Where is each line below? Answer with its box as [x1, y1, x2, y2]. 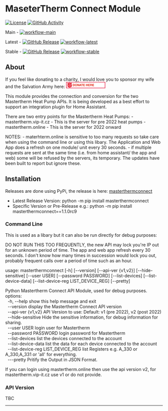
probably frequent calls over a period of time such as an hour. [5, 258, 132, 264]
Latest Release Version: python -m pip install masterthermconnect [12, 198, 149, 204]
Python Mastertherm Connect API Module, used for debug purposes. [5, 288, 147, 294]
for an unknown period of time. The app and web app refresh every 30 [5, 247, 151, 253]
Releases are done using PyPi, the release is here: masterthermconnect [5, 188, 152, 194]
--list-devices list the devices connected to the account [7, 335, 122, 341]
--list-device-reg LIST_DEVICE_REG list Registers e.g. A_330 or [7, 346, 137, 352]
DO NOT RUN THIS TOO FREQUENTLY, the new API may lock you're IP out [5, 242, 159, 248]
